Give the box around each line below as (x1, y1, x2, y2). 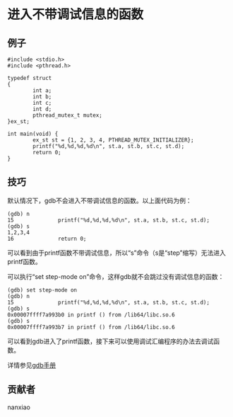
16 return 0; (7, 235, 87, 242)
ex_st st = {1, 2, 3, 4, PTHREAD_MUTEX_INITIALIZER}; (32, 137, 194, 144)
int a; (32, 87, 52, 94)
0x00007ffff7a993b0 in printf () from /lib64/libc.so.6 (7, 311, 175, 319)
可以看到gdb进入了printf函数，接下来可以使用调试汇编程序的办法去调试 (7, 337, 214, 345)
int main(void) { (7, 130, 59, 137)
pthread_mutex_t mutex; (32, 112, 102, 119)
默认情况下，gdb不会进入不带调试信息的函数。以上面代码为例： (7, 196, 192, 205)
